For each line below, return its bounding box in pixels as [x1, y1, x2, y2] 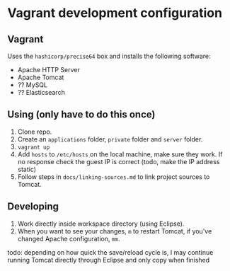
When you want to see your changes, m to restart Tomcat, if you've [17, 226, 212, 235]
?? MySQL [17, 81, 48, 89]
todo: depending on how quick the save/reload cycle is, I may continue [7, 248, 214, 256]
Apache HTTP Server [17, 66, 80, 74]
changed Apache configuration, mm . [17, 234, 120, 243]
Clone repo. [17, 127, 52, 136]
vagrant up [17, 144, 50, 151]
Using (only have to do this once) [7, 108, 156, 121]
